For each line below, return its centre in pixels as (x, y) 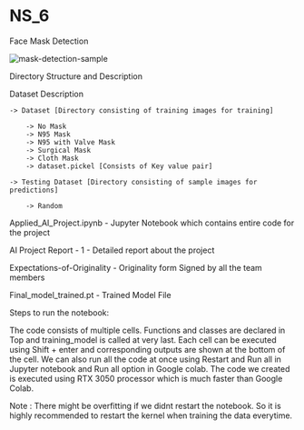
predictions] (34, 190)
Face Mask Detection (49, 41)
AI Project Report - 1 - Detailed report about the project (112, 250)
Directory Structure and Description (76, 76)
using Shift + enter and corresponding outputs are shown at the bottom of (147, 349)
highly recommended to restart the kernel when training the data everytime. (151, 415)
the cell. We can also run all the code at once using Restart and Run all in (145, 359)
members (27, 277)
